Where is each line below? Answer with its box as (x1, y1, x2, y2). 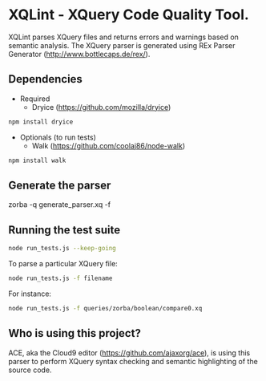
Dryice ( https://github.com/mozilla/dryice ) (31, 102, 171, 111)
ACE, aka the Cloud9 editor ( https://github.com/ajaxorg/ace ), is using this (8, 347, 251, 358)
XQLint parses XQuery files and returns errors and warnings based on (8, 32, 239, 42)
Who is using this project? (8, 326, 142, 340)
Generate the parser (8, 178, 111, 192)
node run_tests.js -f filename (8, 274, 113, 282)
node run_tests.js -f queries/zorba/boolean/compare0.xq (8, 304, 203, 312)
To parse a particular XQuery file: (8, 259, 118, 268)
